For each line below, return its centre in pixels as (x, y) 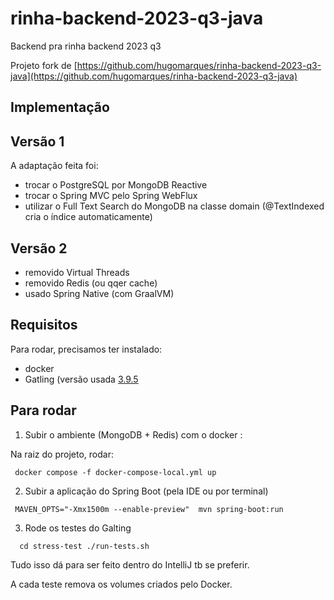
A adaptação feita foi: (54, 166)
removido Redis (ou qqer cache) (91, 283)
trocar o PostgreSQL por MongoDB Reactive (116, 185)
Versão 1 (37, 141)
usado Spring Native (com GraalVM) (99, 293)
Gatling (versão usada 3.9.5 (81, 379)
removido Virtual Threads (77, 272)
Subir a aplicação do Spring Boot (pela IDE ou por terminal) (146, 491)
